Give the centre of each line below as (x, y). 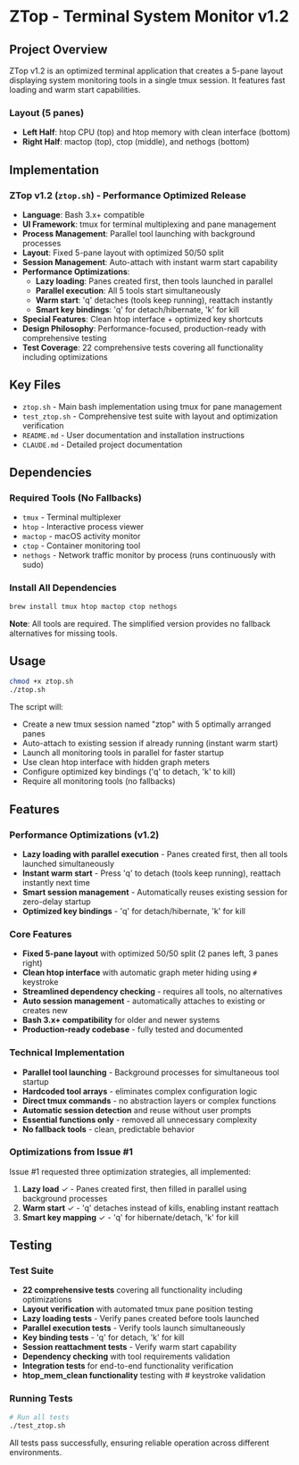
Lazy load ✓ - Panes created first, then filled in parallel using (134, 1188)
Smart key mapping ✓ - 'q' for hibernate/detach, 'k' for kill (130, 1217)
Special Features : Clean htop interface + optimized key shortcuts (142, 319)
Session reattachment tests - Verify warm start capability (129, 1347)
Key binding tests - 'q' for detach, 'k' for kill (103, 1337)
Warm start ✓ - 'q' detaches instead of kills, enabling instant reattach (150, 1208)
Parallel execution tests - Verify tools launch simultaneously (133, 1328)
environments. (36, 1452)
